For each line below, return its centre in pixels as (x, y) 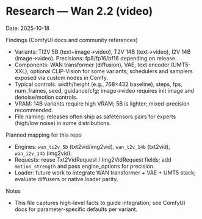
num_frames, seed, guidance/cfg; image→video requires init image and (104, 90)
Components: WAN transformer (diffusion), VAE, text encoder (92, 65)
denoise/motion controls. (46, 97)
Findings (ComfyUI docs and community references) (72, 40)
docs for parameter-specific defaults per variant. (76, 209)
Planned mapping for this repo (44, 135)
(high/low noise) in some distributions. (63, 123)
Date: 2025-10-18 (28, 28)
